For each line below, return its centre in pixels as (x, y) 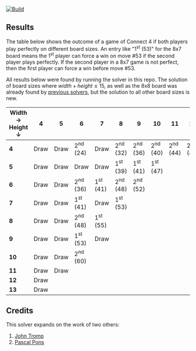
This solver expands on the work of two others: (63, 325)
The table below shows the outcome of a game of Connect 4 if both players (97, 42)
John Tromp (29, 336)
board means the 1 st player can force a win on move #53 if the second (90, 56)
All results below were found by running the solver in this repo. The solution (97, 80)
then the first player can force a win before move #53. (71, 68)
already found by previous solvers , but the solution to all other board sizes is (98, 92)
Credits (20, 310)
